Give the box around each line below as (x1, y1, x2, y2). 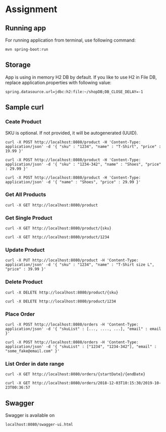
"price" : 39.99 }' (5, 267, 46, 272)
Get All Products (5, 191, 46, 198)
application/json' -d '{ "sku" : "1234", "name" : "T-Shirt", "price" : (5, 144, 161, 149)
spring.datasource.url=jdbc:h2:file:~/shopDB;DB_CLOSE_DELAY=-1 (5, 89, 143, 94)
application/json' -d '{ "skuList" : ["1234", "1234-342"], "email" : (5, 344, 157, 349)
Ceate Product (5, 118, 41, 125)
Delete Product (5, 279, 43, 286)
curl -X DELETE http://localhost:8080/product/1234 (5, 299, 116, 304)
